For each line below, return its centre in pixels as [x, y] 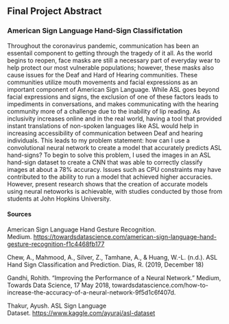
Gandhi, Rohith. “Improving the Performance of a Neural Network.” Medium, [114, 277]
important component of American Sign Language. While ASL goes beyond [113, 89]
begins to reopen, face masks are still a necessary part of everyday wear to [114, 60]
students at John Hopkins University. [59, 199]
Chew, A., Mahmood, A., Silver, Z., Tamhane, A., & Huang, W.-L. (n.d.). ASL [112, 257]
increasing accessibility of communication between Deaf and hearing [105, 133]
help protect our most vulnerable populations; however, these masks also [111, 67]
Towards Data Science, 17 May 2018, [59, 285]
